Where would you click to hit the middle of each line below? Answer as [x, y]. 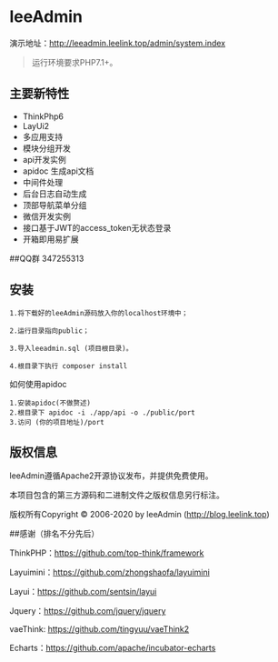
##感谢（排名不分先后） [55, 534]
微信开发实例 [46, 216]
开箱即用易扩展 [50, 239]
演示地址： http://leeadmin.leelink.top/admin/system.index [117, 43]
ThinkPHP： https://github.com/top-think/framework [107, 553]
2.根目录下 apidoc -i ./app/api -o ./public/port [102, 412]
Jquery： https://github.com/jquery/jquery [88, 611]
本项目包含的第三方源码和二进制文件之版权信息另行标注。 [117, 495]
